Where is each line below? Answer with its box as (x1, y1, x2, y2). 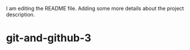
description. (6, 11, 35, 18)
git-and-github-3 (6, 31, 91, 45)
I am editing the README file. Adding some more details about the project (6, 5, 184, 12)
